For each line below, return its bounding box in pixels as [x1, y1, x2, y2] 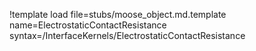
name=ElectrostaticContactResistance [9, 19, 167, 31]
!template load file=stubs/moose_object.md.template [9, 9, 227, 20]
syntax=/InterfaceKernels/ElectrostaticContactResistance [9, 30, 246, 41]
